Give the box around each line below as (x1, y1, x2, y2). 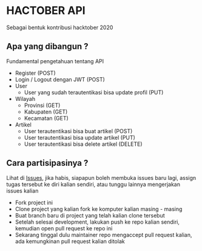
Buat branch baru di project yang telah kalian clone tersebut (15, 211, 165, 219)
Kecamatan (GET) (24, 114, 69, 122)
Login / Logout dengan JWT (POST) (15, 75, 105, 83)
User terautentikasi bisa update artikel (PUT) (24, 134, 135, 141)
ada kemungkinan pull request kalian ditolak (15, 238, 126, 245)
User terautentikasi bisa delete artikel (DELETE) (24, 140, 143, 148)
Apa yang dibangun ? (6, 41, 89, 52)
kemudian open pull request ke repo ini (15, 224, 113, 232)
